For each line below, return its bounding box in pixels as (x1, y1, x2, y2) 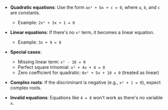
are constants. (10, 10, 41, 16)
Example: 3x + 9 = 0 (17, 39, 62, 45)
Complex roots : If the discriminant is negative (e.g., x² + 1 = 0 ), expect (10, 80, 161, 85)
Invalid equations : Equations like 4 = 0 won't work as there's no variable (10, 95, 163, 100)
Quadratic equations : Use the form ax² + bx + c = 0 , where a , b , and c (10, 5, 160, 10)
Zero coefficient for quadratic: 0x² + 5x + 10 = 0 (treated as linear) (17, 69, 159, 76)
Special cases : (10, 49, 42, 55)
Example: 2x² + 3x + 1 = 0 (17, 20, 75, 25)
